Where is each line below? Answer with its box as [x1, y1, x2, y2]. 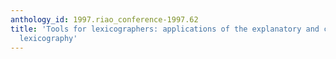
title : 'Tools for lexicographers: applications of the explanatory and [10, 24, 320, 34]
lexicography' [19, 33, 78, 43]
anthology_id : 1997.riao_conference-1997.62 [10, 14, 199, 25]
